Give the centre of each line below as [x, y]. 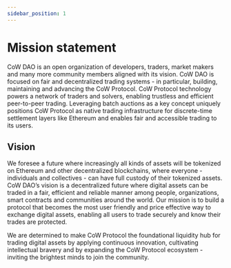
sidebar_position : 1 [37, 13]
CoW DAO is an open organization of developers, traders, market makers [110, 67]
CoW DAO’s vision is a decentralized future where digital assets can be [108, 185]
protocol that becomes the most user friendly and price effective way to [109, 207]
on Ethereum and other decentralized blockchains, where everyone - [105, 171]
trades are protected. [37, 222]
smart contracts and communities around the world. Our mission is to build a [116, 200]
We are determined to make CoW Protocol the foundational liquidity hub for [114, 236]
